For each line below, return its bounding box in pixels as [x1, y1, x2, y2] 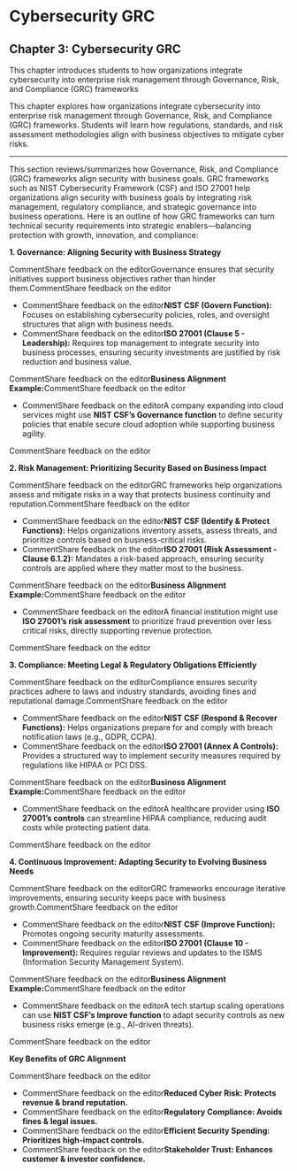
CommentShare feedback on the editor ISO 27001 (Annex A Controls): [21, 741, 278, 751]
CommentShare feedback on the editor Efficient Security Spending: [21, 1126, 270, 1136]
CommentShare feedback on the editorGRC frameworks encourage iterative [9, 883, 286, 893]
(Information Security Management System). [21, 957, 185, 967]
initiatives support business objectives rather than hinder [9, 273, 217, 284]
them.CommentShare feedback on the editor [9, 283, 171, 293]
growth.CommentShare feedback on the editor [9, 902, 179, 913]
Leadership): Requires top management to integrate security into [21, 338, 260, 348]
